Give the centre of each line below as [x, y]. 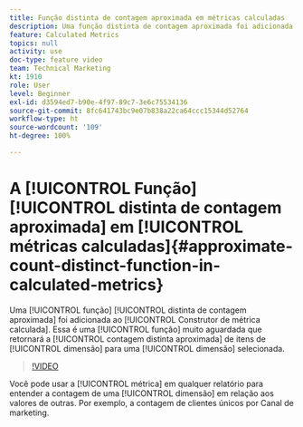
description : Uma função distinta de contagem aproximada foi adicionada [151, 26]
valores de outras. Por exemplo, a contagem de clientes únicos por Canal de [151, 403]
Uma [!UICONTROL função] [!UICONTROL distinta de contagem [128, 310]
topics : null [34, 43]
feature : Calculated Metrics [64, 34]
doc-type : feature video [56, 60]
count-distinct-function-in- [115, 266]
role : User [30, 85]
